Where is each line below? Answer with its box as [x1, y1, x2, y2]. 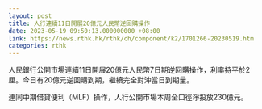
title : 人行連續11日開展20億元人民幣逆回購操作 [8, 19, 151, 27]
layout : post [8, 11, 52, 20]
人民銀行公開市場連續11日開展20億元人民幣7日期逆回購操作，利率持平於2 [8, 65, 251, 75]
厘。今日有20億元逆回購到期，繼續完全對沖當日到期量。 [8, 75, 194, 85]
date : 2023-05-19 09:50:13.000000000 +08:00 [8, 27, 160, 35]
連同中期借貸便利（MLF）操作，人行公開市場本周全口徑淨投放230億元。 [8, 92, 248, 102]
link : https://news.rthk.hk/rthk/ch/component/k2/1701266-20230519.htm [8, 34, 254, 43]
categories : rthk [8, 42, 67, 50]
